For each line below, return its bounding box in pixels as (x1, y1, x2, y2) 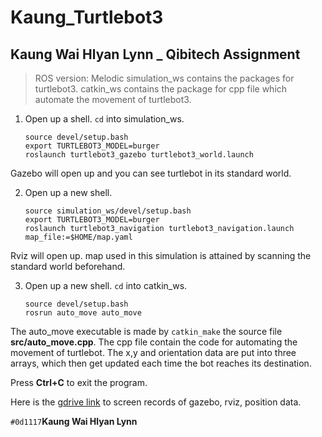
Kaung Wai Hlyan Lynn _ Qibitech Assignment (10, 46, 301, 63)
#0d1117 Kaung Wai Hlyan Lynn (10, 416, 138, 427)
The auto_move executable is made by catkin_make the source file (10, 326, 283, 337)
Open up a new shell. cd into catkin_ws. (24, 280, 188, 291)
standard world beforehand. (10, 261, 126, 272)
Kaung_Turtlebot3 (10, 6, 164, 29)
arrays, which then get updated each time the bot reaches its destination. (10, 357, 312, 369)
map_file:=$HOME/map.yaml (24, 232, 133, 242)
